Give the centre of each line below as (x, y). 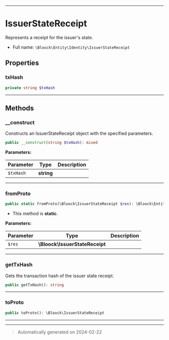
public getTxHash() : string (35, 285)
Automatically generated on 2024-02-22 (60, 332)
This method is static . (35, 214)
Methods (20, 108)
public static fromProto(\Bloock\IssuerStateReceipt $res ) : (70, 204)
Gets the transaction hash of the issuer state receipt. (60, 276)
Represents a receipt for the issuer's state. (49, 37)
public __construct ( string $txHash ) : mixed (52, 143)
